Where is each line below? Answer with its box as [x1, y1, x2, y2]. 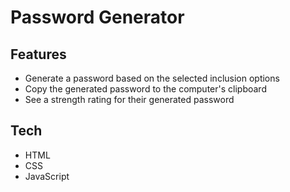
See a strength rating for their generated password [24, 94, 235, 105]
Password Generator [10, 6, 185, 29]
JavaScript [24, 170, 70, 182]
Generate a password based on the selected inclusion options [24, 72, 280, 84]
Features [10, 46, 67, 63]
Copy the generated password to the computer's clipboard [24, 83, 267, 95]
